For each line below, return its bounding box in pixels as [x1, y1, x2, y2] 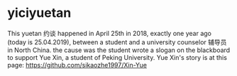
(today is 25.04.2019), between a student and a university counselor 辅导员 [7, 37, 227, 46]
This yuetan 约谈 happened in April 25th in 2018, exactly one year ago [7, 29, 211, 37]
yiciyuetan [7, 5, 72, 21]
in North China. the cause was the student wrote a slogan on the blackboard [7, 46, 231, 54]
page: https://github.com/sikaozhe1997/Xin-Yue [7, 61, 148, 69]
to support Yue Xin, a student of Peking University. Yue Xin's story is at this [7, 53, 227, 61]
